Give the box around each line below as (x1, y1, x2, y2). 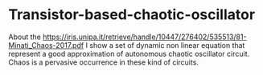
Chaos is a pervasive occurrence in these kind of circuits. (8, 57, 199, 67)
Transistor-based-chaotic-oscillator (8, 6, 256, 24)
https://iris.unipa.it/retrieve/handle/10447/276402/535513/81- (43, 32, 247, 41)
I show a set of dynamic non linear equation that (85, 40, 245, 49)
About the (8, 32, 42, 41)
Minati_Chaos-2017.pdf (8, 40, 84, 49)
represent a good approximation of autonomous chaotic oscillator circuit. (8, 49, 250, 58)
